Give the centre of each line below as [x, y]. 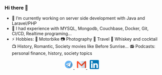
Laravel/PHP [24, 23]
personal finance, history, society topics [52, 53]
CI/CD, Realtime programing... [41, 34]
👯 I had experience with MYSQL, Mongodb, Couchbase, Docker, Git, [80, 29]
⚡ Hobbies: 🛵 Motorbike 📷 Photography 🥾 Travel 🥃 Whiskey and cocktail [84, 39]
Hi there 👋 [17, 8]
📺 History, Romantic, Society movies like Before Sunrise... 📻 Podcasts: [83, 46]
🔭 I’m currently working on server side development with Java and [78, 18]
